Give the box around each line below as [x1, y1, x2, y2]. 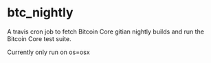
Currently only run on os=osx [7, 48, 91, 56]
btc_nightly [7, 5, 74, 21]
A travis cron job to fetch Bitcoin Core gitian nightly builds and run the [7, 27, 205, 36]
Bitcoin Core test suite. [7, 34, 71, 42]
